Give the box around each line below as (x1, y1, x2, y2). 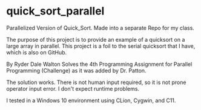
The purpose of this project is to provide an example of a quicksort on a (6, 36, 185, 43)
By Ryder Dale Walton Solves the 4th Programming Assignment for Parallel (6, 60, 193, 68)
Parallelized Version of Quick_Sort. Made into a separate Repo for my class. (6, 24, 195, 31)
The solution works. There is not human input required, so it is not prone (6, 79, 186, 86)
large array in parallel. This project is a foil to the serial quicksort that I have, (6, 42, 196, 50)
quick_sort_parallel (6, 4, 105, 18)
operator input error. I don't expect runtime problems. (6, 85, 140, 92)
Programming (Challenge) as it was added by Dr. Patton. (6, 66, 147, 74)
